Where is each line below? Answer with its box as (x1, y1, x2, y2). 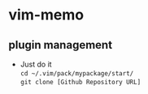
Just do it (20, 59, 52, 69)
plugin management (8, 38, 112, 52)
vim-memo (8, 6, 84, 24)
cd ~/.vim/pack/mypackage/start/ (20, 70, 134, 78)
